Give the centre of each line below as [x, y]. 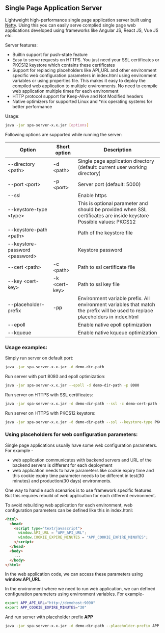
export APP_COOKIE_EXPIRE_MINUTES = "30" [46, 608]
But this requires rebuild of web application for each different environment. [81, 495]
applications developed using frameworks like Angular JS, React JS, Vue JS [82, 30]
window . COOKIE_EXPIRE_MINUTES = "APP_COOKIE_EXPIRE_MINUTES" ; [83, 537]
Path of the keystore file [105, 232]
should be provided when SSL [112, 209]
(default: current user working [112, 167]
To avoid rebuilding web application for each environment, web [69, 505]
